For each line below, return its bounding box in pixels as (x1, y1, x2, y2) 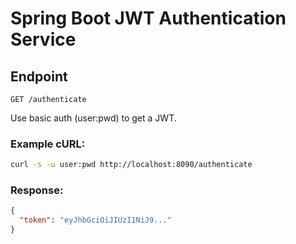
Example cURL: (10, 137, 86, 151)
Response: (10, 183, 64, 197)
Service (10, 28, 77, 51)
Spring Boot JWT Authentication (10, 7, 287, 30)
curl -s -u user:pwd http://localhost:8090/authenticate (10, 160, 253, 170)
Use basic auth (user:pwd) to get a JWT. (10, 112, 177, 124)
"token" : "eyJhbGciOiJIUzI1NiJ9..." (19, 215, 172, 226)
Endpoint (10, 68, 68, 85)
